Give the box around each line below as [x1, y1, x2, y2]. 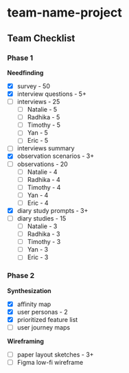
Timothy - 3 [27, 238, 61, 246]
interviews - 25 [16, 98, 60, 105]
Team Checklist [7, 32, 75, 44]
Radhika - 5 [27, 113, 60, 121]
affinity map [16, 300, 51, 308]
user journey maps [16, 323, 71, 332]
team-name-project [7, 5, 122, 21]
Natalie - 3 [27, 222, 58, 230]
